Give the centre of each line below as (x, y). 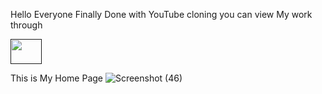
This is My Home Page (56, 78)
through (26, 25)
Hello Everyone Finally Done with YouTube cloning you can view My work (161, 14)
